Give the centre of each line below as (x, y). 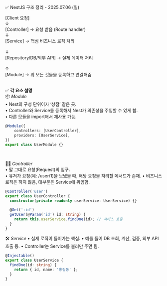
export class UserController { (38, 196)
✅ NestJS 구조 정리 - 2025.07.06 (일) (42, 7)
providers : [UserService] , (42, 135)
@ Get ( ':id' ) (22, 210)
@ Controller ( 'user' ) (27, 192)
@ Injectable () (20, 256)
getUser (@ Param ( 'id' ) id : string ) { (48, 214)
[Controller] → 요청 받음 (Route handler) (45, 29)
